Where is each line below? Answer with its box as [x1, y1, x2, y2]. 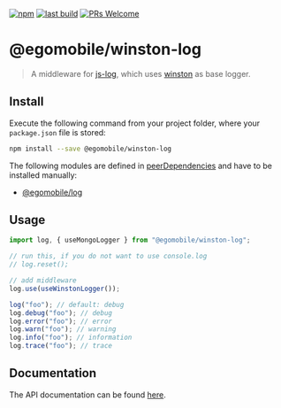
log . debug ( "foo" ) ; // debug [9, 308, 113, 318]
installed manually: [9, 169, 78, 181]
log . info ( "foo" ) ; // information [9, 333, 133, 343]
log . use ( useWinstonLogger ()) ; [9, 284, 121, 293]
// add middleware [9, 276, 77, 285]
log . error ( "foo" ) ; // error [9, 317, 113, 326]
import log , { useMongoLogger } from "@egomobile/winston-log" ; [9, 235, 251, 245]
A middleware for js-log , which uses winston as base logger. [30, 68, 251, 79]
